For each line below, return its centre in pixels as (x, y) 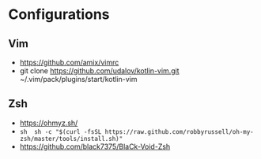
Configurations (59, 15)
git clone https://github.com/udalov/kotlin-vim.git (99, 71)
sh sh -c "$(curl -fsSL (61, 131)
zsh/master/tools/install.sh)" (71, 139)
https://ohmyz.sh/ (49, 123)
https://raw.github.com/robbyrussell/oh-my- (180, 131)
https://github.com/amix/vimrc (69, 62)
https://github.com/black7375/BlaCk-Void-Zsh (95, 146)
